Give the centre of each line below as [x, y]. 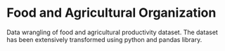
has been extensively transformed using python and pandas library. [104, 39]
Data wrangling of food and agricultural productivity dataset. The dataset [112, 32]
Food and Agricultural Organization [111, 13]
